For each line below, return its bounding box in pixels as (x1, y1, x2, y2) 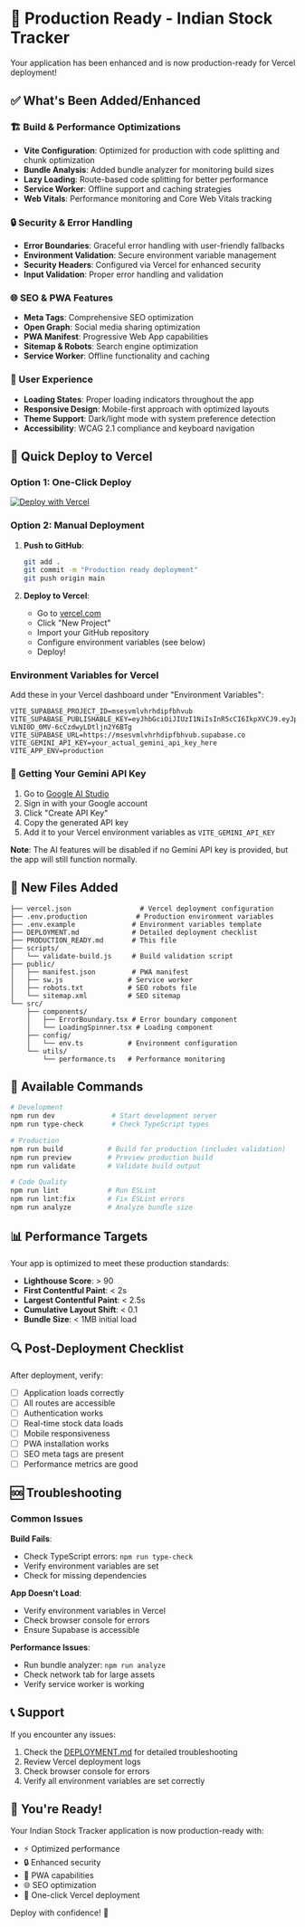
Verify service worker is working (23, 1678, 145, 1689)
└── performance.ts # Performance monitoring (43, 1054, 225, 1064)
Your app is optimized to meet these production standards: (10, 1257, 230, 1268)
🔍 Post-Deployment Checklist (10, 1341, 185, 1357)
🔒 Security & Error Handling (10, 216, 133, 229)
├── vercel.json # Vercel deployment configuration (10, 904, 274, 913)
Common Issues (10, 1512, 84, 1525)
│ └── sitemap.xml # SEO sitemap (10, 991, 181, 1000)
